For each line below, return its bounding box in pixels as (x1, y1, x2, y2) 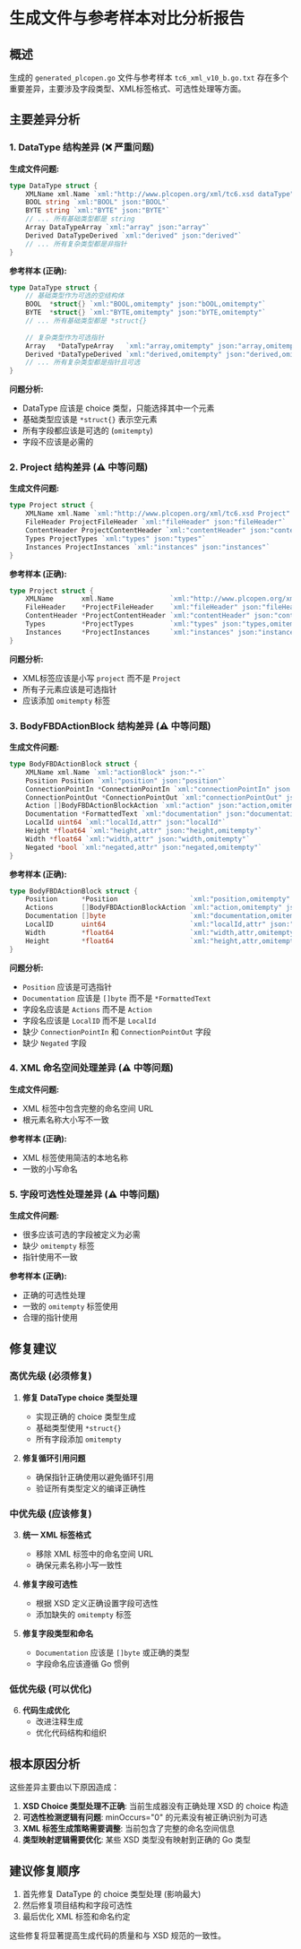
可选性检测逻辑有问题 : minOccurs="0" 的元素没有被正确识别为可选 (21, 1812, 268, 1823)
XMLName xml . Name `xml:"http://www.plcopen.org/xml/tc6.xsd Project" (25, 509, 291, 518)
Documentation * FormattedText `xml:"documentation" (25, 810, 222, 819)
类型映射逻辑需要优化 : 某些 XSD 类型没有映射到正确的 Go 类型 (21, 1834, 251, 1845)
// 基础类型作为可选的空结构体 (25, 291, 125, 300)
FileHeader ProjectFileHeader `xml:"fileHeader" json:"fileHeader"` (25, 517, 287, 527)
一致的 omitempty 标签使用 (21, 1301, 119, 1312)
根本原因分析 (9, 1756, 81, 1771)
